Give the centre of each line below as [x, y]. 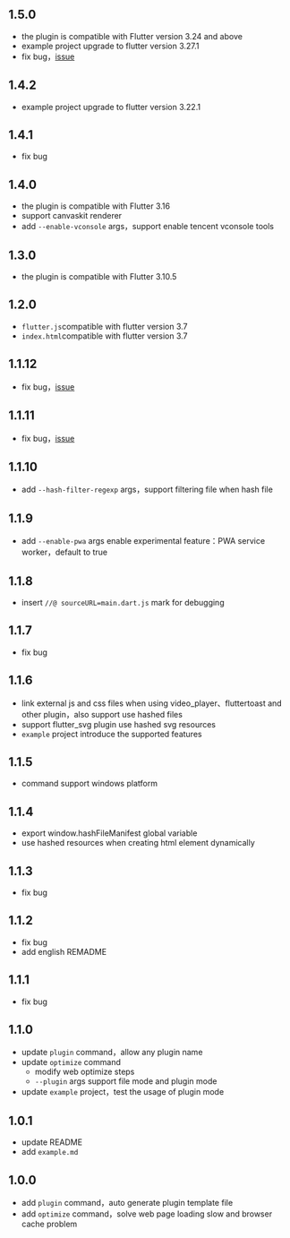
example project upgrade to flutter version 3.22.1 [111, 107]
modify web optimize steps [85, 1072]
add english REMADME [64, 951]
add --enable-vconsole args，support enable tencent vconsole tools [148, 227]
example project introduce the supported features [111, 734]
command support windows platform [90, 784]
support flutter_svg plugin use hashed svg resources [119, 724]
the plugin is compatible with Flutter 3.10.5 [99, 277]
